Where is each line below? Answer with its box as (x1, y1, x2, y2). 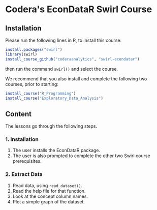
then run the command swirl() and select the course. (5, 66, 118, 72)
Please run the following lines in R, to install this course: (5, 37, 122, 43)
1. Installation (5, 136, 39, 143)
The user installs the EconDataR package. (12, 147, 101, 154)
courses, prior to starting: (5, 81, 58, 87)
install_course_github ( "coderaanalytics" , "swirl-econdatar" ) (5, 56, 140, 62)
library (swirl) (5, 52, 38, 57)
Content (5, 109, 32, 118)
